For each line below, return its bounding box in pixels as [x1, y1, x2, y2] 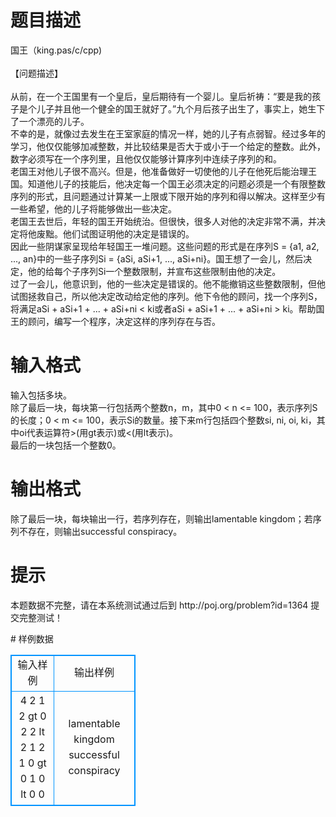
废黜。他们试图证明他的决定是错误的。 [36, 227, 195, 240]
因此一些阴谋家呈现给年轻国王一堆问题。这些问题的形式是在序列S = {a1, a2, [10, 240, 320, 252]
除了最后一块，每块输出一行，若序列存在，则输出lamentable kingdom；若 [10, 512, 313, 525]
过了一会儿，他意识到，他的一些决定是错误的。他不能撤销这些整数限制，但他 [10, 277, 326, 290]
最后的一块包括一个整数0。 [10, 439, 122, 451]
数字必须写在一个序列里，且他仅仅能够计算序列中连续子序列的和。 [10, 152, 282, 165]
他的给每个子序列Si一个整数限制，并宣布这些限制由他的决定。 [27, 265, 282, 277]
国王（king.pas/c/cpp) [10, 44, 103, 56]
